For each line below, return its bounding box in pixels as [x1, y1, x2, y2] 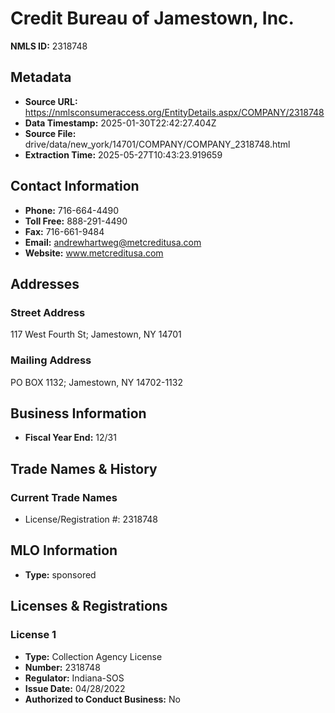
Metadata [10, 69, 72, 86]
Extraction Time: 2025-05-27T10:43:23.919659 [24, 148, 223, 161]
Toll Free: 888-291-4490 [24, 215, 128, 227]
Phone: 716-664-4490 [24, 204, 120, 216]
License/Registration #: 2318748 [24, 513, 158, 526]
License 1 [10, 628, 57, 642]
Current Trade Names [10, 490, 118, 504]
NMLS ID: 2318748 [10, 40, 88, 52]
